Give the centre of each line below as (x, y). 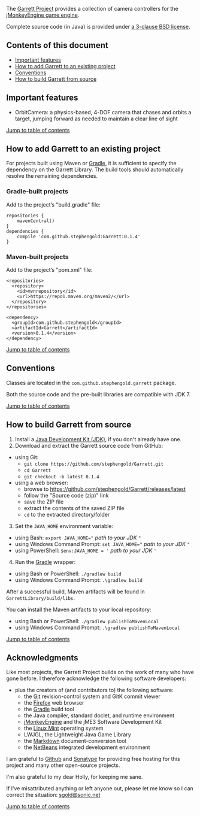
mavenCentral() (36, 221)
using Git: (27, 457)
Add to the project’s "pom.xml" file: (49, 270)
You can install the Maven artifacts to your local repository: (79, 609)
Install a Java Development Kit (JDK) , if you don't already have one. (98, 439)
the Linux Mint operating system (63, 728)
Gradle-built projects (37, 192)
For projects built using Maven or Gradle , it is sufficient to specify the (91, 163)
